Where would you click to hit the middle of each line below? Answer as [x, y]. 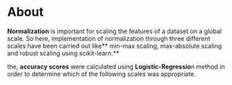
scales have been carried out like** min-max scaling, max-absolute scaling [115, 46]
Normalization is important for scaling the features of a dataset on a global [115, 31]
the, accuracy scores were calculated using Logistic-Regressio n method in [116, 66]
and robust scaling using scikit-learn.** [63, 53]
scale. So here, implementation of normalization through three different [109, 38]
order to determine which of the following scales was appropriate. [101, 74]
